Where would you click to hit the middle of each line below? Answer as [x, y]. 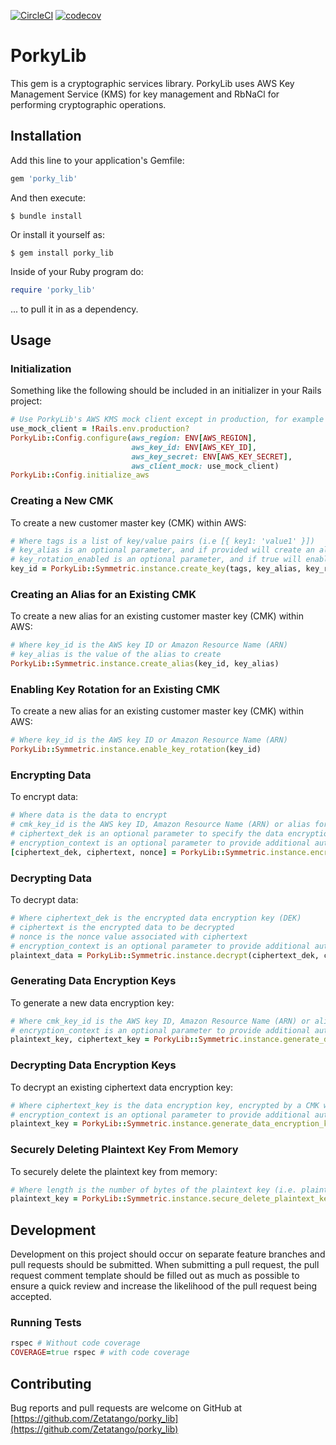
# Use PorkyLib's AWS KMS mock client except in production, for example [167, 420]
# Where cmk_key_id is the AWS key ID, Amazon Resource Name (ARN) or [160, 1021]
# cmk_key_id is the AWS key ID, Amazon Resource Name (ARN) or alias [160, 825]
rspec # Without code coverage [75, 1343]
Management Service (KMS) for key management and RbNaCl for [145, 94]
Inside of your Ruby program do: [77, 271]
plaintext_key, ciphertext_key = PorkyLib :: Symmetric [125, 1040]
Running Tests [46, 1323]
